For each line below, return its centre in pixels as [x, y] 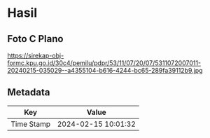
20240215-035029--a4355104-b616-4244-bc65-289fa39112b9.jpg [105, 70]
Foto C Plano [35, 39]
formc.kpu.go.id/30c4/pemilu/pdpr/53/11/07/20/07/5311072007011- [104, 63]
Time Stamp [31, 124]
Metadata [29, 92]
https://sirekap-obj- [36, 55]
